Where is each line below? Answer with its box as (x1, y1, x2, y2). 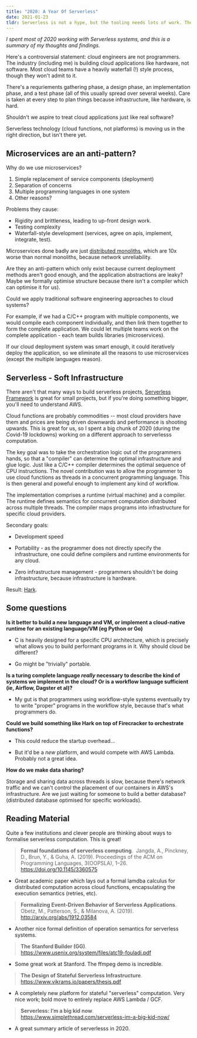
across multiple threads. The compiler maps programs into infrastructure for (6, 504, 190, 511)
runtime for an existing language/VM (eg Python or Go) (6, 625, 143, 632)
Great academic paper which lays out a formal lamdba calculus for (14, 877, 176, 884)
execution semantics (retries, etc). (14, 890, 98, 897)
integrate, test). (14, 236, 52, 243)
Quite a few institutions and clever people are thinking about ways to (6, 829, 172, 837)
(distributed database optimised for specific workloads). (6, 796, 142, 804)
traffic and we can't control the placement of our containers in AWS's (6, 784, 174, 791)
